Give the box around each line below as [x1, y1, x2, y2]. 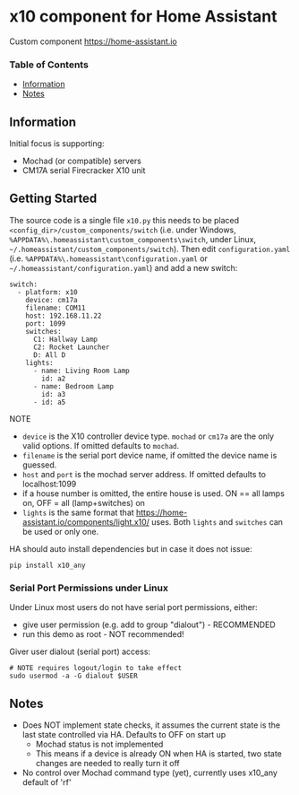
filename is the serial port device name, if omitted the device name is [21, 450, 278, 460]
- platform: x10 [17, 287, 78, 297]
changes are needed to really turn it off [35, 757, 181, 768]
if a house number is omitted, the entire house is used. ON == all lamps [21, 487, 285, 499]
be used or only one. [21, 526, 99, 537]
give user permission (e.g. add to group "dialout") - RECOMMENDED [21, 619, 276, 630]
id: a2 [41, 374, 66, 383]
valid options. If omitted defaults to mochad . [21, 440, 180, 450]
